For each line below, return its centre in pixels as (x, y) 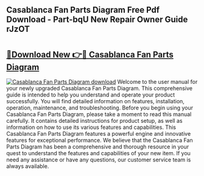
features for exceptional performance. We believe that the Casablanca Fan (100, 140)
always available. (28, 166)
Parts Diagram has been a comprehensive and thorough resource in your (98, 147)
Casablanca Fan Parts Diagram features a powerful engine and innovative (99, 134)
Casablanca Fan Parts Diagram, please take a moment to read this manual (99, 114)
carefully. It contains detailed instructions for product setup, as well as (94, 121)
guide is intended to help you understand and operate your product (91, 95)
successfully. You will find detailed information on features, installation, (95, 101)
